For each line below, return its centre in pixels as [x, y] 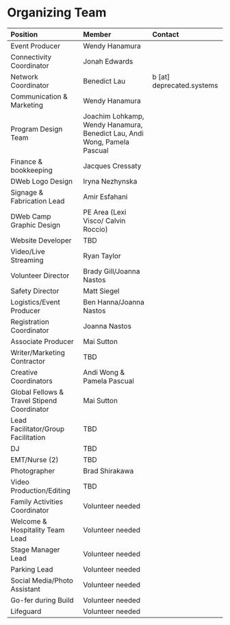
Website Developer [41, 240]
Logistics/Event [35, 302]
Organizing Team [57, 13]
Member [97, 34]
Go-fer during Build [42, 600]
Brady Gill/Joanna [112, 271]
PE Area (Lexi [105, 212]
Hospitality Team [38, 530]
